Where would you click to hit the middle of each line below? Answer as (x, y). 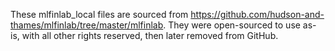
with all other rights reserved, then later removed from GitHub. (150, 35)
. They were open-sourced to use (232, 25)
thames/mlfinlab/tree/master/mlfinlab (87, 25)
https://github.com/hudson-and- (257, 14)
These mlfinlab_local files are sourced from (99, 14)
